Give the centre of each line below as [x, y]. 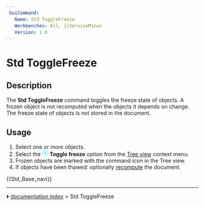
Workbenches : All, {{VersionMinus [58, 26]
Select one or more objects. [50, 147]
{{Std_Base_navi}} [29, 179]
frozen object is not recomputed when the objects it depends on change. [98, 107]
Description [29, 85]
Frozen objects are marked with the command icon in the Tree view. [100, 161]
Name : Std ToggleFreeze [45, 19]
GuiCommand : [24, 13]
